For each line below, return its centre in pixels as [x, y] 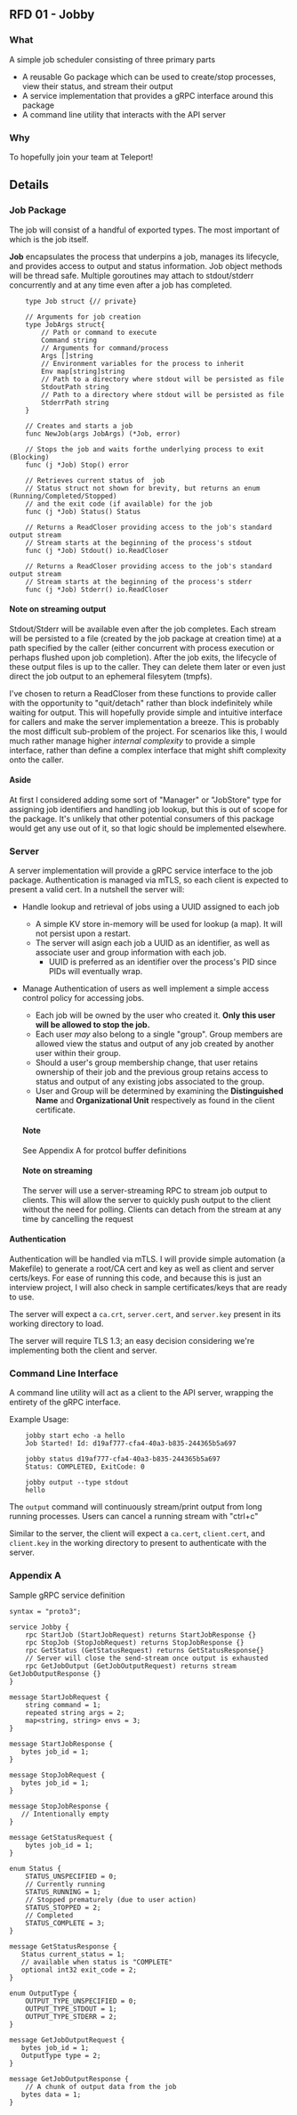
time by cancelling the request [77, 1218]
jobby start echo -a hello [75, 1436]
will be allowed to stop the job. [92, 1025]
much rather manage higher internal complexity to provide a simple [132, 740]
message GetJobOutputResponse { [69, 2078]
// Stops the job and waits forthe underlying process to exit [145, 449]
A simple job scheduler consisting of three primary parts [112, 59]
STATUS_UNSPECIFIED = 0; [71, 1876]
